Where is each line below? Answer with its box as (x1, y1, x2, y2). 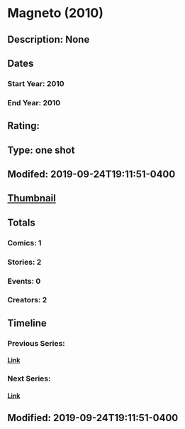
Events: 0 (7, 276, 41, 286)
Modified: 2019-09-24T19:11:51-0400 (7, 412, 179, 424)
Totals (7, 216, 35, 228)
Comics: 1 (7, 238, 42, 248)
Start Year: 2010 (7, 78, 65, 88)
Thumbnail (7, 192, 57, 204)
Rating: (7, 120, 40, 132)
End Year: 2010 (7, 97, 61, 107)
